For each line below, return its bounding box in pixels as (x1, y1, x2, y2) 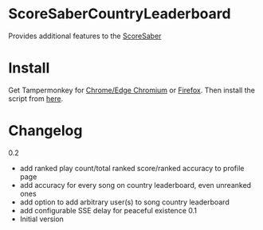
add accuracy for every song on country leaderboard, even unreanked (19, 180, 252, 189)
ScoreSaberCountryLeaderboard (8, 5, 231, 23)
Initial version (19, 214, 64, 224)
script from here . (8, 93, 64, 103)
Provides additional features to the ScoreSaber (8, 31, 162, 41)
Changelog (8, 122, 83, 140)
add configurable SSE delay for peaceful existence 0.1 (19, 205, 198, 215)
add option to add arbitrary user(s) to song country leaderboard (19, 197, 230, 207)
